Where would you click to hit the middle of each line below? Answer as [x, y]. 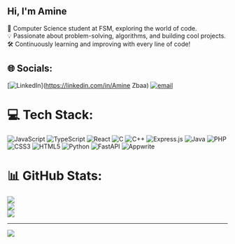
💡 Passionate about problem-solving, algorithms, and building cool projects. [116, 36]
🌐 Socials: [30, 69]
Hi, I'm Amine [37, 12]
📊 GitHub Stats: [55, 175]
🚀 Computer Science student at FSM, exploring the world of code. [102, 28]
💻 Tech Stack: [50, 115]
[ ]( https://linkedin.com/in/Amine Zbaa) [78, 85]
